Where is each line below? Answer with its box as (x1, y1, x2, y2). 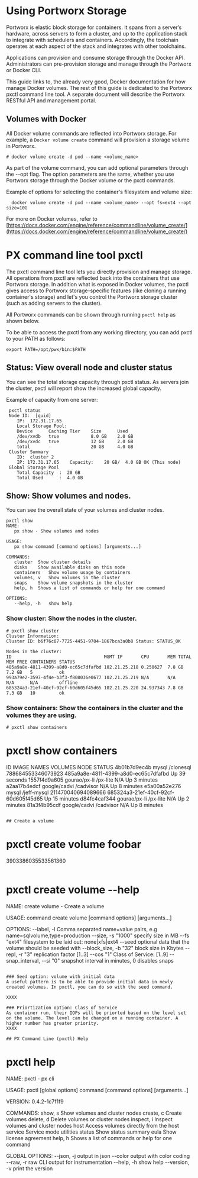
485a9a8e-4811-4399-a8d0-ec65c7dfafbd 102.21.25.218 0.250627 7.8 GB (6, 664, 184, 670)
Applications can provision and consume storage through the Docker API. (6, 54, 185, 61)
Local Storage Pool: (17, 423, 67, 429)
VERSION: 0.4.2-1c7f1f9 (6, 1098, 64, 1105)
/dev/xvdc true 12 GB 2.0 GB (17, 438, 134, 444)
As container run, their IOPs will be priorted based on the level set (6, 1010, 186, 1016)
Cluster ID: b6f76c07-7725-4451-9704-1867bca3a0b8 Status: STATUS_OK (6, 638, 181, 644)
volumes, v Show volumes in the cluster (14, 575, 120, 581)
